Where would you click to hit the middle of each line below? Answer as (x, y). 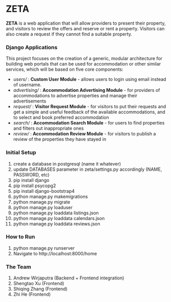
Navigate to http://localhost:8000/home (55, 253)
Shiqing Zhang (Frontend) (40, 289)
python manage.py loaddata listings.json (56, 213)
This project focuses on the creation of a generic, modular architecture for (84, 58)
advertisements (30, 101)
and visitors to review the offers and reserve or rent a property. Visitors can (85, 28)
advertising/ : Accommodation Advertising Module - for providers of (87, 90)
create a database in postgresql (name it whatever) (67, 164)
